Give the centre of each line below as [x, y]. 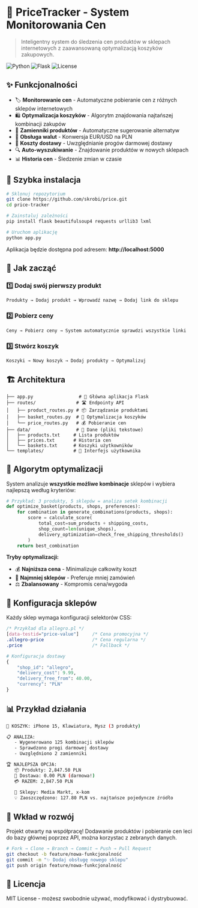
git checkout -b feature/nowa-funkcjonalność [64, 854]
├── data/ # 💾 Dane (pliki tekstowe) [75, 430]
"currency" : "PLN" [40, 684]
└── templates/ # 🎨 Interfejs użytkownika [73, 451]
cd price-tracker [28, 205]
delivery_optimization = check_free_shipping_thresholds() [111, 534]
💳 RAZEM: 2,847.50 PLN [43, 781]
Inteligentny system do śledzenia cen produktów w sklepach [96, 41]
